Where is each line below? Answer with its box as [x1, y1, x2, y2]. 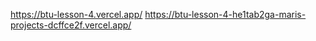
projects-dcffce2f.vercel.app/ [10, 19, 132, 31]
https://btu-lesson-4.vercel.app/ [10, 9, 143, 20]
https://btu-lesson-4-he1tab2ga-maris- [144, 9, 307, 20]
